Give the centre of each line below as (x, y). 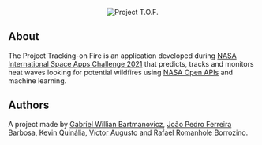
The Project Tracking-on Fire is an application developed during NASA (122, 56)
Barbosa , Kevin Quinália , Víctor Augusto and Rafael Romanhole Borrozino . (128, 132)
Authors (29, 105)
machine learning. (37, 80)
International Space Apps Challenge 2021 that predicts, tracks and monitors (131, 63)
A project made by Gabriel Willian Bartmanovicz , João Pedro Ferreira (120, 124)
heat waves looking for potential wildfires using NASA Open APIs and (121, 72)
